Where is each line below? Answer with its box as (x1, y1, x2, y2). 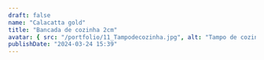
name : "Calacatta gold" (8, 19, 86, 26)
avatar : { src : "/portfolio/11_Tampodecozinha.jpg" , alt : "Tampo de (8, 33, 237, 41)
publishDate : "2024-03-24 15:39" (8, 41, 118, 48)
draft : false (8, 11, 51, 19)
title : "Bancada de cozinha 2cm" (8, 26, 118, 34)
